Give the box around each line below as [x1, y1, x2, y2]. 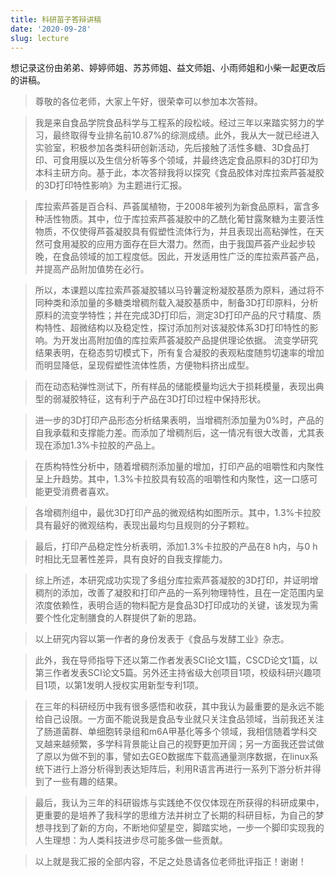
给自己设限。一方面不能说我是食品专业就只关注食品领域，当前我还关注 [34, 713, 325, 725]
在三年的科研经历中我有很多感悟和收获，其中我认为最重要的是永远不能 [34, 701, 325, 713]
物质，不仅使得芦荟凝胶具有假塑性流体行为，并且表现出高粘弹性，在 [34, 226, 316, 238]
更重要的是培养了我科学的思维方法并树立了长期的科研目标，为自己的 [34, 809, 316, 821]
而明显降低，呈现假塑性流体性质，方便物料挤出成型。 [34, 359, 255, 371]
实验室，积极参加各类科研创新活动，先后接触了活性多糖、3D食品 [34, 142, 302, 154]
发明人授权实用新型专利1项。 [86, 679, 204, 691]
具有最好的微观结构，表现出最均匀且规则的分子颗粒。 [34, 519, 255, 531]
